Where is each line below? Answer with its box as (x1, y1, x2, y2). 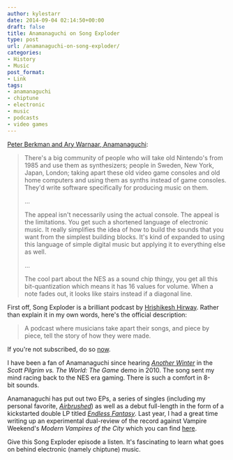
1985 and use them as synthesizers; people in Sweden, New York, (24, 161, 214, 169)
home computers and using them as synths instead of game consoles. (24, 175, 227, 184)
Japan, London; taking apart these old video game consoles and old (24, 168, 220, 177)
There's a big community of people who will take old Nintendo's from (24, 153, 223, 161)
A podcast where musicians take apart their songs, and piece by (24, 324, 210, 332)
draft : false (7, 23, 45, 30)
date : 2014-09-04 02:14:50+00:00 (7, 17, 105, 24)
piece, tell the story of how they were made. (24, 331, 151, 340)
